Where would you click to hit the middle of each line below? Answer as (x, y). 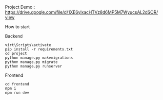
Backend (14, 36)
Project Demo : (20, 7)
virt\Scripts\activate (28, 45)
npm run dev (17, 93)
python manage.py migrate (31, 62)
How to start (18, 27)
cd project (16, 53)
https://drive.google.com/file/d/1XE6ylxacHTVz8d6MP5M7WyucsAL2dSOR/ (81, 12)
